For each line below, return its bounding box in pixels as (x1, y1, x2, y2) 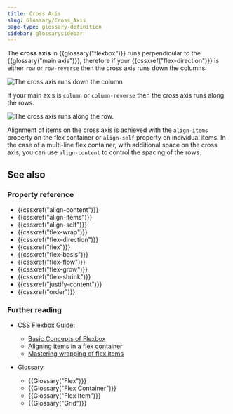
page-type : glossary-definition (7, 23, 102, 30)
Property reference (7, 189, 74, 199)
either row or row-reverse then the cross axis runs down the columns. (7, 64, 207, 72)
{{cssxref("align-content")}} (17, 205, 99, 214)
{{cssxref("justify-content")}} (17, 280, 102, 288)
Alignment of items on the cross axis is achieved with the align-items (7, 126, 208, 134)
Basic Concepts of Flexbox (27, 335, 106, 343)
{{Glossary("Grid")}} (27, 399, 87, 408)
